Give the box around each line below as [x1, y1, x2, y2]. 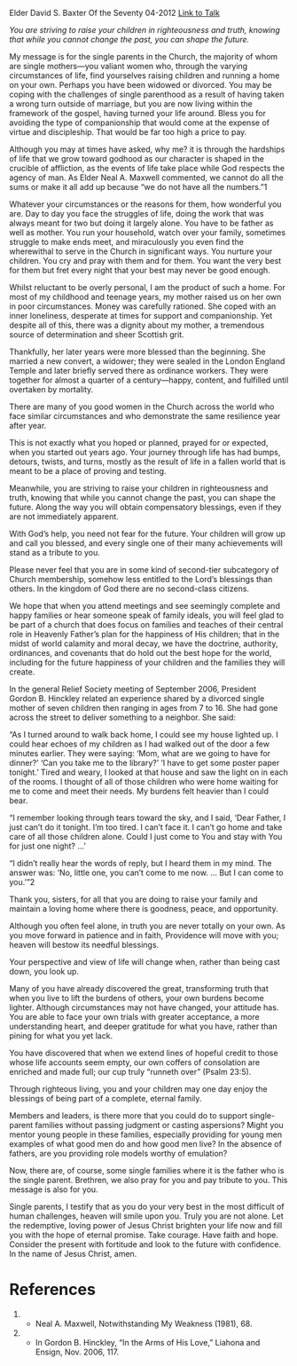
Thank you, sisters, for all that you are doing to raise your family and [9, 894, 258, 904]
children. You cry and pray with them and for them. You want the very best [9, 256, 282, 265]
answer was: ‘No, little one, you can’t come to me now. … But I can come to [9, 867, 284, 878]
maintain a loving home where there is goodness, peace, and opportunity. [9, 904, 278, 913]
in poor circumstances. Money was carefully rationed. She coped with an [9, 301, 277, 312]
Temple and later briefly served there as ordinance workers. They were [9, 366, 269, 375]
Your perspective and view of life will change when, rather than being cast [9, 957, 281, 967]
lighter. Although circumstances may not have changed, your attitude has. [9, 1002, 279, 1013]
